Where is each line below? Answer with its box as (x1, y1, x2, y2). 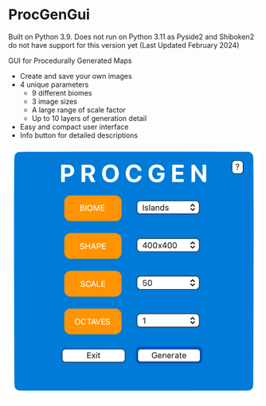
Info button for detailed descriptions (19, 130, 138, 140)
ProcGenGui (8, 6, 90, 24)
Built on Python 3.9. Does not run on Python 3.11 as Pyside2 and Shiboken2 (8, 32, 255, 41)
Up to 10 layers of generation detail (31, 113, 147, 123)
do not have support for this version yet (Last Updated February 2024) (8, 40, 240, 49)
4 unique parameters (19, 80, 89, 89)
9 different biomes (31, 88, 92, 97)
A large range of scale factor (31, 105, 126, 115)
